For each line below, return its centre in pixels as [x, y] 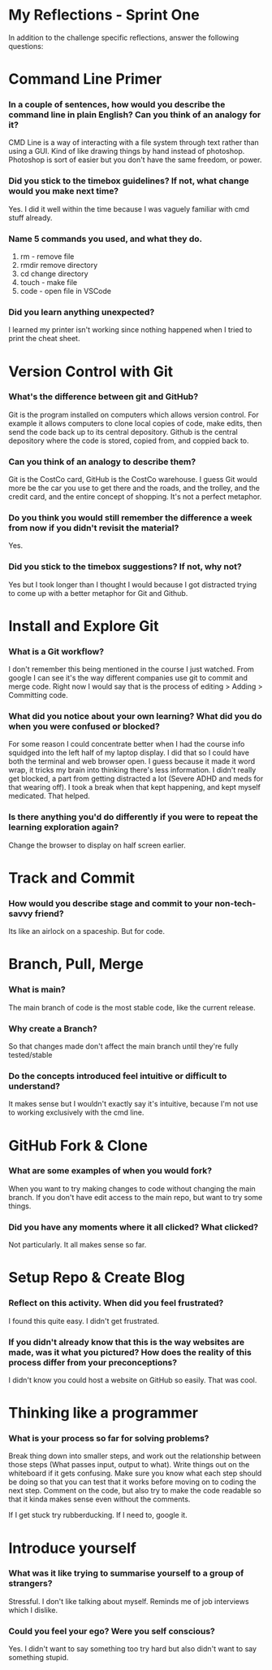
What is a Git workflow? [56, 651]
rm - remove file [47, 256]
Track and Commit [72, 878]
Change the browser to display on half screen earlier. [97, 845]
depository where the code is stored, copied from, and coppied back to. [129, 441]
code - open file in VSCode [66, 291]
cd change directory [54, 274]
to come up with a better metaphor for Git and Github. [98, 593]
